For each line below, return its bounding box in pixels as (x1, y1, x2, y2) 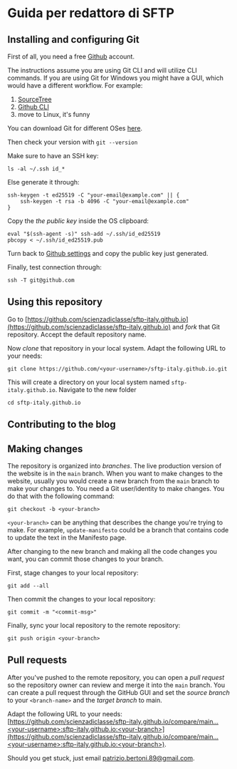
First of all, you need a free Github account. (7, 52, 135, 61)
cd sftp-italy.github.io (7, 399, 81, 406)
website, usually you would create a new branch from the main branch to (7, 477, 220, 485)
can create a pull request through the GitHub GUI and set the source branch (7, 688, 230, 696)
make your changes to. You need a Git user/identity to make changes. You (7, 485, 225, 493)
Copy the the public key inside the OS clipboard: (7, 217, 149, 225)
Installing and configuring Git (7, 33, 140, 46)
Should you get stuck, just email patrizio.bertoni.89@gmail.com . (7, 753, 195, 762)
